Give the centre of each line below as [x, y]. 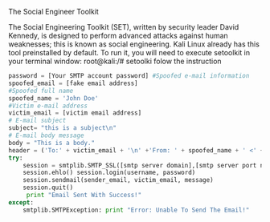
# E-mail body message [46, 135]
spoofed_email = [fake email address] [73, 83]
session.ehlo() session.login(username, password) [109, 173]
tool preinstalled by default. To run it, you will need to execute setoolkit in [129, 52]
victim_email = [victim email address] [75, 113]
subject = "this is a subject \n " [62, 128]
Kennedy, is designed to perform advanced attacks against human [119, 36]
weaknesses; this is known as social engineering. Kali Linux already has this [134, 44]
